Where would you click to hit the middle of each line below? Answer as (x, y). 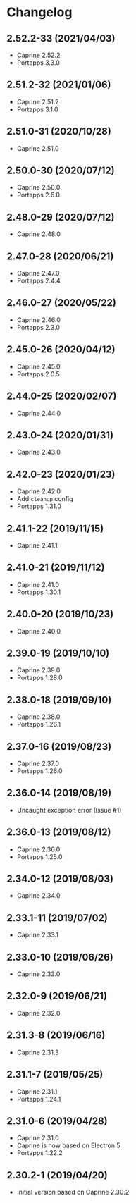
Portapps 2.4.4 (38, 281)
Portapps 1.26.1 (39, 724)
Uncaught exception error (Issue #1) (69, 810)
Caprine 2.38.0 (38, 717)
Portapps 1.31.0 (39, 506)
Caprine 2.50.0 (38, 187)
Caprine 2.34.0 (38, 896)
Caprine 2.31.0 (38, 1138)
